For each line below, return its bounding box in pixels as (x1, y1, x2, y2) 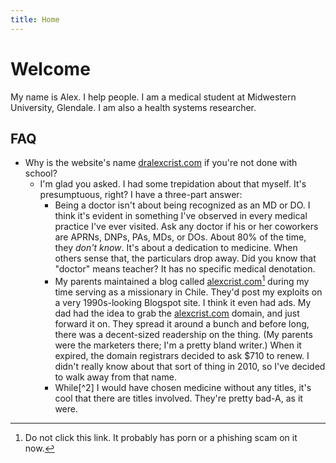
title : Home (10, 14, 60, 25)
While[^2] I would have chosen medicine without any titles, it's (54, 382, 312, 394)
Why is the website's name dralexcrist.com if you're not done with (24, 157, 298, 169)
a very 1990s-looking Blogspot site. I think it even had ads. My (54, 297, 312, 309)
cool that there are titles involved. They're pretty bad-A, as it (54, 392, 303, 405)
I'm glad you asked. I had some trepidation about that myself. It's (39, 178, 307, 190)
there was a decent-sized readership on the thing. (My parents (54, 329, 313, 341)
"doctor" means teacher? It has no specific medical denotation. (54, 263, 316, 275)
